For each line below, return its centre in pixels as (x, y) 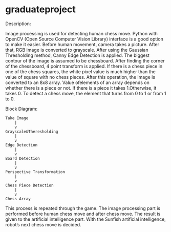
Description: (18, 24)
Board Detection (23, 158)
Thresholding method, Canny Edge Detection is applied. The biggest (78, 55)
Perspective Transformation (35, 172)
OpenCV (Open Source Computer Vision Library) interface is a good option (84, 39)
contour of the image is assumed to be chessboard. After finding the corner (85, 60)
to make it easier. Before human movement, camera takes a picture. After (82, 44)
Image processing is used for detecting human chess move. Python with (81, 33)
